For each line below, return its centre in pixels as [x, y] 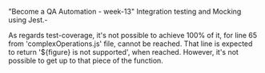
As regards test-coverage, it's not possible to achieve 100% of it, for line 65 [133, 35]
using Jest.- [28, 20]
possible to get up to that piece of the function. [86, 60]
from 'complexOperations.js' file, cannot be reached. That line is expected [130, 44]
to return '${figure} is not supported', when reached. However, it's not [123, 52]
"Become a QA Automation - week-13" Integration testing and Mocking [125, 12]
